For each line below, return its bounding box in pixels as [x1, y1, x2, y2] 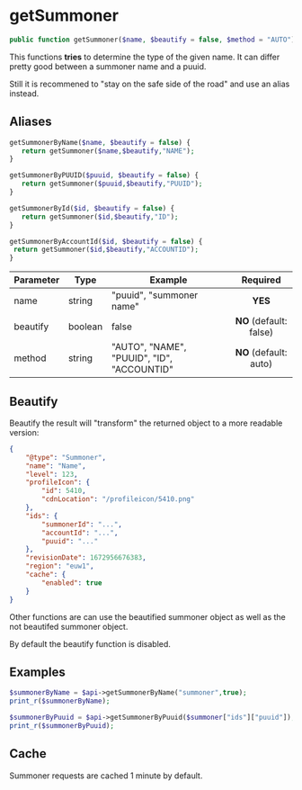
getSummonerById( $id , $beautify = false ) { [9, 203, 175, 212]
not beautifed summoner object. [9, 621, 129, 632]
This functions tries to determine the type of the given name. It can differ [9, 51, 280, 62]
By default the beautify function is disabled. [9, 638, 171, 649]
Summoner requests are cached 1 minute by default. [9, 770, 203, 781]
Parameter [13, 274, 60, 286]
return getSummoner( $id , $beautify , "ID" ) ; [21, 212, 179, 221]
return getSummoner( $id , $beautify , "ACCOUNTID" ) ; [13, 245, 200, 255]
